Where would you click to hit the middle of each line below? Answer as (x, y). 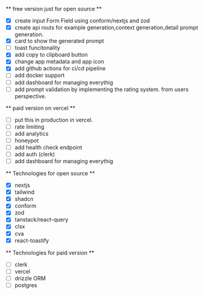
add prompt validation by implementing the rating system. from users (101, 89)
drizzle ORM (30, 278)
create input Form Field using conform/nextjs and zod (82, 20)
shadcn (24, 199)
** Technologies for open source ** (50, 173)
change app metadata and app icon (59, 62)
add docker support (39, 75)
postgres (26, 285)
